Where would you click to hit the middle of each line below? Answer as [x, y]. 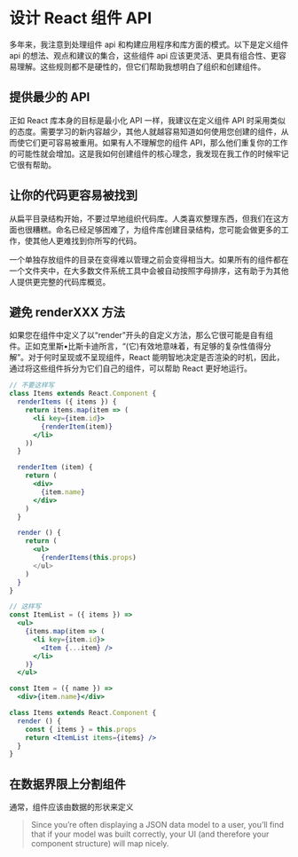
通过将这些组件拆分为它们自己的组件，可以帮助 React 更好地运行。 [131, 368]
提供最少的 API [50, 97]
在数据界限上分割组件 [67, 784]
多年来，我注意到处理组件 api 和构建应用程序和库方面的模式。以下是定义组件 [149, 44]
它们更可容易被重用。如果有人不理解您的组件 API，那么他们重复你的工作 [156, 142]
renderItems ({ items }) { [67, 402]
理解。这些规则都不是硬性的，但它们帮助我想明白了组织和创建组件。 [141, 67]
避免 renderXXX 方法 [67, 312]
